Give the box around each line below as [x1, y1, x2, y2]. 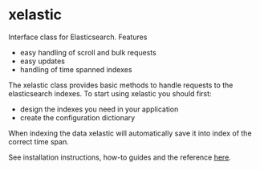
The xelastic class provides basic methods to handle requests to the [8, 80, 234, 90]
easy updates [19, 56, 66, 66]
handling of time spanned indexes [19, 64, 132, 74]
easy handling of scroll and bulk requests [19, 47, 156, 57]
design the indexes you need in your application [19, 104, 179, 114]
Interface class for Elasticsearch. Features [8, 32, 148, 42]
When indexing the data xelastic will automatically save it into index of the [8, 128, 252, 138]
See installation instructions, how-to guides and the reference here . [8, 152, 231, 162]
